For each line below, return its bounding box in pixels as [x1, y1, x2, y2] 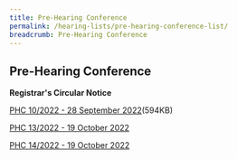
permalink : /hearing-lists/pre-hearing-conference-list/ [9, 22, 229, 31]
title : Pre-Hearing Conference [9, 13, 128, 23]
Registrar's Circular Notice [9, 88, 112, 98]
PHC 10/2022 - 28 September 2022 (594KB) [9, 105, 174, 116]
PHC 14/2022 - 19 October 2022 [9, 140, 130, 151]
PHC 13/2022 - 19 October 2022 [9, 123, 129, 134]
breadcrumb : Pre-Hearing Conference [9, 30, 147, 39]
